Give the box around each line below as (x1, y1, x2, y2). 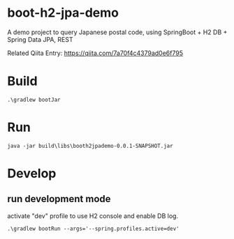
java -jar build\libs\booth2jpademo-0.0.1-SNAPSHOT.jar (7, 142, 173, 149)
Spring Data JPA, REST (7, 35, 73, 43)
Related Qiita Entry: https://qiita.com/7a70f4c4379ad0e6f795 (7, 49, 184, 57)
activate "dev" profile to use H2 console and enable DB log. (7, 211, 179, 220)
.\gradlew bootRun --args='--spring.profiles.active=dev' (7, 225, 180, 232)
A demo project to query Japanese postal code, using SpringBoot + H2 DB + (7, 28, 228, 36)
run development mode (7, 193, 111, 205)
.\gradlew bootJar (7, 96, 61, 103)
